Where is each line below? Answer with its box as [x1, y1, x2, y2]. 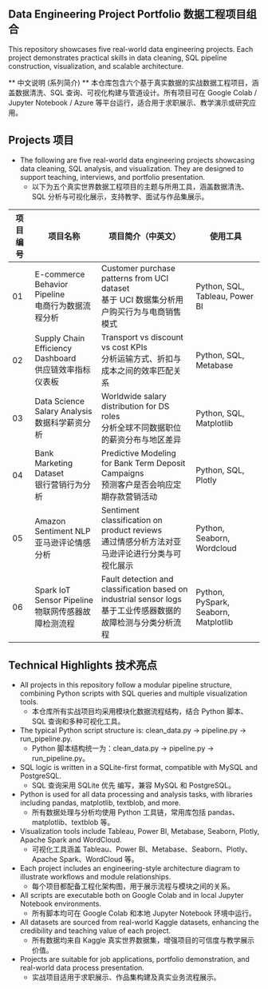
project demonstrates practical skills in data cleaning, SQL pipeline [8, 53, 227, 62]
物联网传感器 [34, 606, 84, 617]
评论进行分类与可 [116, 548, 182, 559]
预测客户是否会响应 [100, 479, 174, 490]
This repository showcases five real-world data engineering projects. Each [8, 44, 254, 54]
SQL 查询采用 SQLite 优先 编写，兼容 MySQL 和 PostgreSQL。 [31, 780, 236, 790]
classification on [100, 514, 163, 525]
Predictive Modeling [100, 447, 177, 458]
